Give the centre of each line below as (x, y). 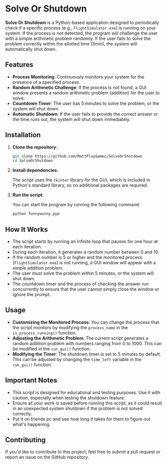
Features (19, 65)
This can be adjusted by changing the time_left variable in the (77, 359)
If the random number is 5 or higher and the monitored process (77, 257)
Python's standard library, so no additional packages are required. (80, 185)
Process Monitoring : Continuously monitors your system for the (78, 77)
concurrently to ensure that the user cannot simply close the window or (86, 289)
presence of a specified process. (46, 82)
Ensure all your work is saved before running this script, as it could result (87, 403)
